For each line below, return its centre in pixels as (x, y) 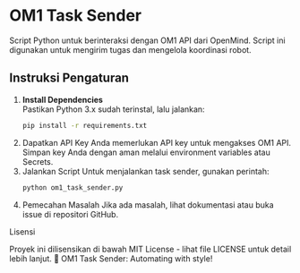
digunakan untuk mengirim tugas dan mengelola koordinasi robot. (131, 49)
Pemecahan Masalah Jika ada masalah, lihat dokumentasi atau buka (148, 205)
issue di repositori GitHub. (70, 214)
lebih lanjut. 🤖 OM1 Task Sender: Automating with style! (111, 258)
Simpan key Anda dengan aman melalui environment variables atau (146, 152)
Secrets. (38, 161)
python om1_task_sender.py (73, 188)
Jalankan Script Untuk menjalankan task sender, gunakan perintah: (146, 171)
